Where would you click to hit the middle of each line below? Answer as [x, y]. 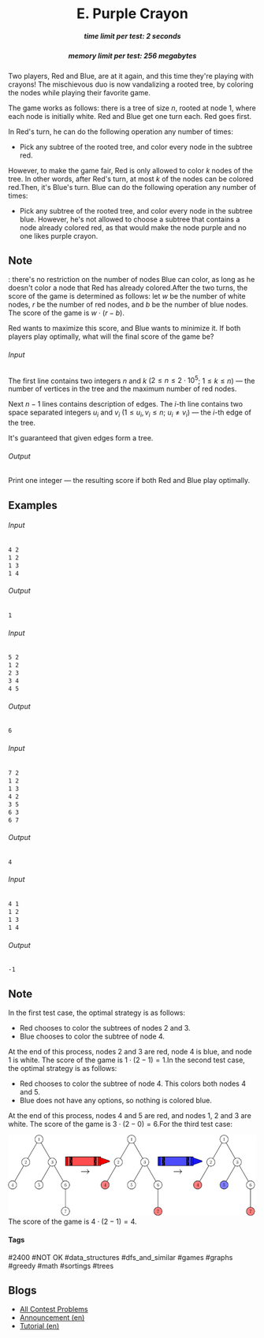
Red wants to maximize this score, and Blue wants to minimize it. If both [125, 329]
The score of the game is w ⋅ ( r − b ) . [66, 313]
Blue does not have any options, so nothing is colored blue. [116, 1101]
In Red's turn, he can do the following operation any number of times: [121, 132]
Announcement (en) [52, 1318]
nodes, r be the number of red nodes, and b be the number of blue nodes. [128, 305]
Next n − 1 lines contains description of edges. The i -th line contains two [125, 404]
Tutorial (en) [39, 1326]
